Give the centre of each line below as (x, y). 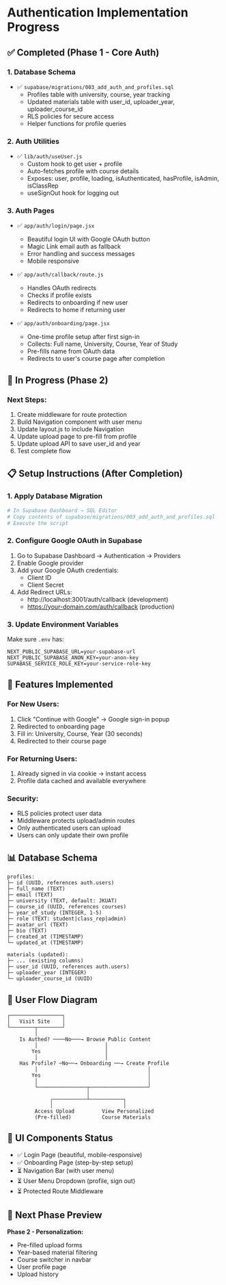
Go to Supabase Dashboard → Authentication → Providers (99, 555)
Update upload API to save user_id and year (79, 444)
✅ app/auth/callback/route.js (60, 275)
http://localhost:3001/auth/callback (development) (98, 599)
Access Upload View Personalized (94, 1111)
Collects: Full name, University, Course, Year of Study (102, 344)
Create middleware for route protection (72, 415)
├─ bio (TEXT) (27, 931)
